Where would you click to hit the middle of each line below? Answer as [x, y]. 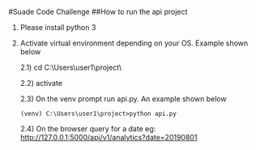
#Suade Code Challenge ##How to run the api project [98, 12]
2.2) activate [41, 83]
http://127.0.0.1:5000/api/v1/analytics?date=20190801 [109, 137]
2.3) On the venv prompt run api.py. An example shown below [123, 99]
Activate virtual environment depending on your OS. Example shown [134, 43]
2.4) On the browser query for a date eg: [88, 129]
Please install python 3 [58, 27]
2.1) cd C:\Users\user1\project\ [71, 67]
